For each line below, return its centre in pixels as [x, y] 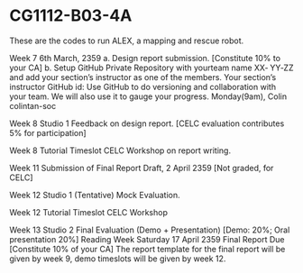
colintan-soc [33, 105]
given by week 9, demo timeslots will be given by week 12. [118, 259]
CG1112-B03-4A [71, 16]
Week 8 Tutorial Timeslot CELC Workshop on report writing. [120, 150]
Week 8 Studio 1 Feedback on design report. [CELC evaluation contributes [147, 123]
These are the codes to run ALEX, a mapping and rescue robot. [127, 41]
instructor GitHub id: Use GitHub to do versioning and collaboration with [143, 86]
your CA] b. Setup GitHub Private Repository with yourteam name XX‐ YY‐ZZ [151, 68]
